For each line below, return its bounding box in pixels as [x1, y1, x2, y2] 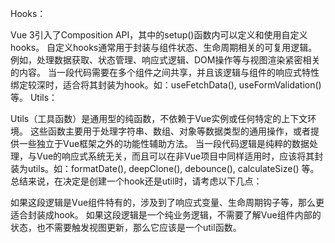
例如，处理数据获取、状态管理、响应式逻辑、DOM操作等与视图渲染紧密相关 [10, 54, 321, 66]
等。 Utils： [10, 92, 58, 103]
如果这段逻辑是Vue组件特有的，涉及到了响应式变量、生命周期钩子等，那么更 [10, 197, 325, 208]
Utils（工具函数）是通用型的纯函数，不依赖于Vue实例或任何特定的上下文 [10, 113, 308, 124]
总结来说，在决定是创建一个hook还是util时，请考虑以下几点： [10, 175, 263, 187]
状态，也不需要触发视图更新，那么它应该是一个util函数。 [10, 222, 242, 233]
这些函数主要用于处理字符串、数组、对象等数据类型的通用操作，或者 [29, 125, 311, 137]
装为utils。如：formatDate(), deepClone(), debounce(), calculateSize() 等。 [10, 163, 320, 174]
